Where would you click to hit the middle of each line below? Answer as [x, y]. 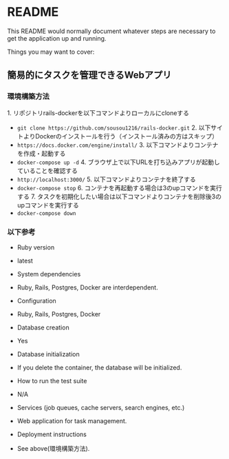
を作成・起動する [41, 153]
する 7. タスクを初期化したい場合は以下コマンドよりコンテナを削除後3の [119, 196]
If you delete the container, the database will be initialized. [99, 367]
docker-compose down [46, 213]
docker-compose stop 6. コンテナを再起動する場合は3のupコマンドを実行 [119, 187]
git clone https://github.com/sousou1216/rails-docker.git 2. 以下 [114, 127]
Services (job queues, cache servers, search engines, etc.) [101, 407]
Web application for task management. [72, 420]
